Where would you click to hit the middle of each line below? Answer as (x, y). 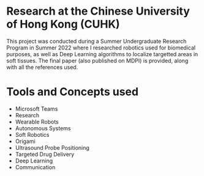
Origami (25, 141)
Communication (35, 167)
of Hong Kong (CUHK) (63, 24)
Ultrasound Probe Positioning (52, 147)
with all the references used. (42, 67)
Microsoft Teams (36, 109)
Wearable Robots (37, 122)
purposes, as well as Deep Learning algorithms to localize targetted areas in (102, 54)
